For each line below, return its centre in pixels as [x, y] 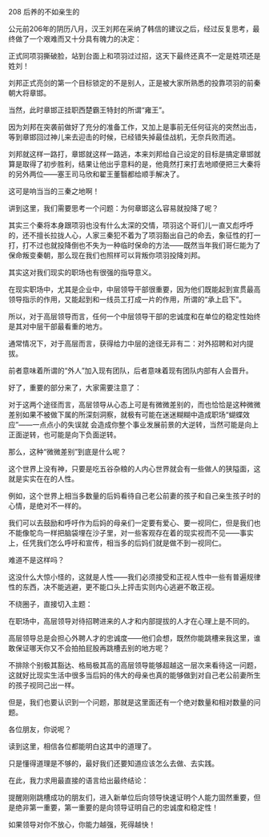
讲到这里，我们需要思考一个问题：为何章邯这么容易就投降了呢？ [113, 208]
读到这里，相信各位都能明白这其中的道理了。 [82, 746]
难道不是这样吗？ [36, 560]
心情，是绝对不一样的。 [47, 506]
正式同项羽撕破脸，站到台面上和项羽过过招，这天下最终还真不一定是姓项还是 [134, 56]
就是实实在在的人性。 [43, 479]
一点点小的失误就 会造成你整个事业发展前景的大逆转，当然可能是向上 [146, 425]
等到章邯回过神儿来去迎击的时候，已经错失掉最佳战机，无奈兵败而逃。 [124, 137]
